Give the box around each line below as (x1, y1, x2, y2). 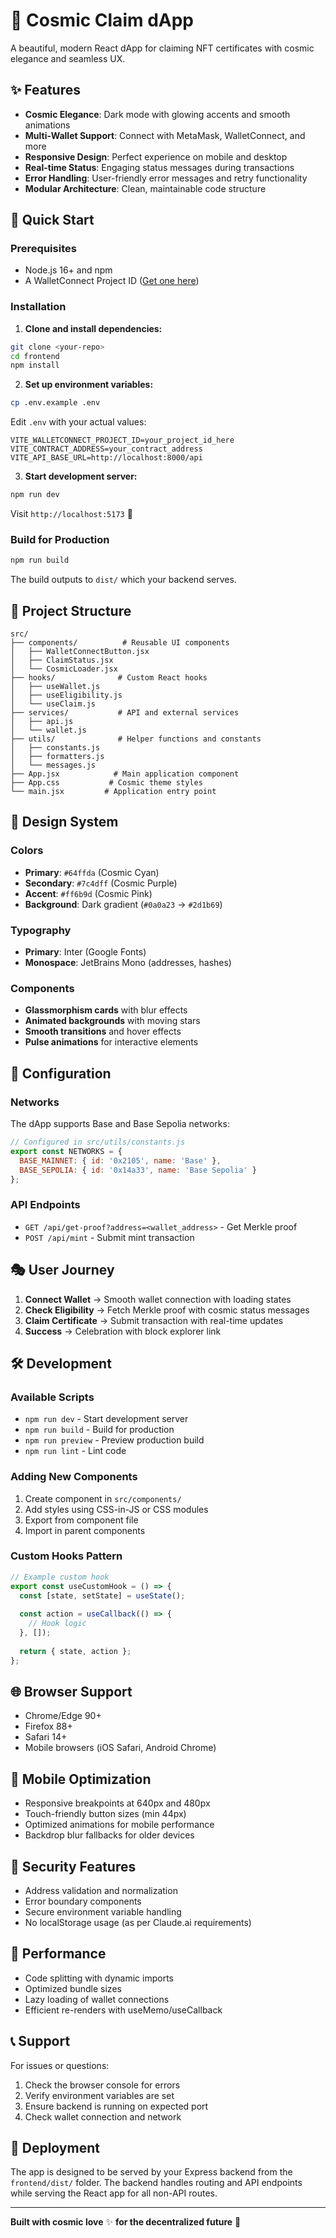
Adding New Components (10, 1470, 138, 1484)
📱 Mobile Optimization (10, 1770, 152, 1788)
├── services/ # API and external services (10, 708, 240, 718)
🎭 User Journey (10, 1262, 115, 1279)
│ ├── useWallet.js (10, 682, 101, 692)
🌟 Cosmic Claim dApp (10, 9, 195, 32)
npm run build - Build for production (24, 1424, 175, 1436)
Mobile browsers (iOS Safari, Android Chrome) (24, 1742, 217, 1754)
